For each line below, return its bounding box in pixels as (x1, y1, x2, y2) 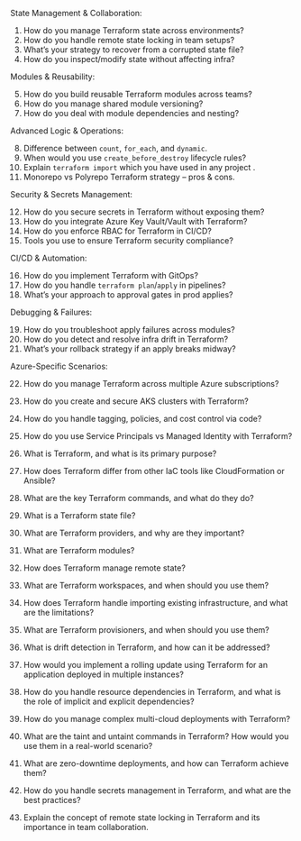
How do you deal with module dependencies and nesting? (23, 108, 240, 118)
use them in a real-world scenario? (23, 741, 153, 751)
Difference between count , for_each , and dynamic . (23, 143, 208, 153)
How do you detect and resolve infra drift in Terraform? (23, 334, 229, 344)
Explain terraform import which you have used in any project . (23, 162, 256, 172)
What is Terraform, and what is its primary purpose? (23, 448, 217, 459)
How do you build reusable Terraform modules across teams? (23, 89, 253, 99)
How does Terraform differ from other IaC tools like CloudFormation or (23, 466, 285, 476)
